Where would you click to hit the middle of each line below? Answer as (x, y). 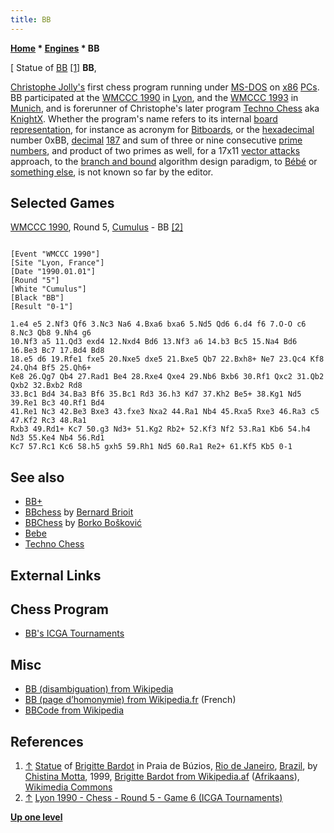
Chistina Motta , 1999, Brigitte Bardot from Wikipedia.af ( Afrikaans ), (162, 777)
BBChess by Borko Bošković (83, 523)
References (47, 741)
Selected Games (62, 203)
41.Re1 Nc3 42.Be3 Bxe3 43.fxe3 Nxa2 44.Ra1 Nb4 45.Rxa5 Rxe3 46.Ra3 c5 (165, 412)
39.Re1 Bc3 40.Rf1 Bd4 (57, 403)
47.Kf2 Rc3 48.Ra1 (48, 421)
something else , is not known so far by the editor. (112, 172)
